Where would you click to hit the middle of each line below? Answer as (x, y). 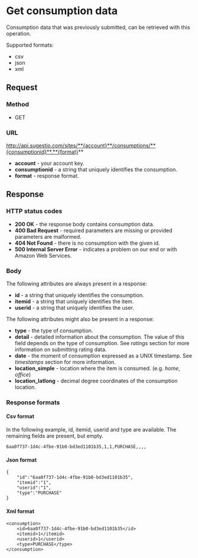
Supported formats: (30, 45)
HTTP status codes (34, 211)
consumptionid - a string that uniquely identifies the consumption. (96, 169)
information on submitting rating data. (61, 349)
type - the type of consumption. (54, 330)
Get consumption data (62, 11)
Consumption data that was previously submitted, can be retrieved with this (98, 27)
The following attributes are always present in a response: (77, 283)
